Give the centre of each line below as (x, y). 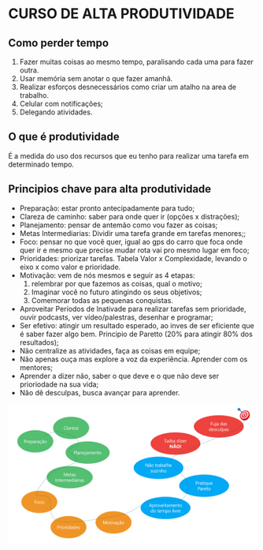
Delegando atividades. (56, 112)
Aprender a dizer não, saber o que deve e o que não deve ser (119, 376)
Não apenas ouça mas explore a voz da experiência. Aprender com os (133, 359)
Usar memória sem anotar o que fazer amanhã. (96, 79)
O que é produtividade (64, 137)
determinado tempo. (41, 164)
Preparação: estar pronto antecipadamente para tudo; (107, 208)
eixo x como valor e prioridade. (70, 267)
